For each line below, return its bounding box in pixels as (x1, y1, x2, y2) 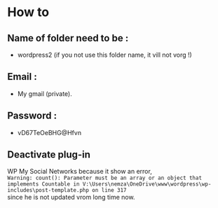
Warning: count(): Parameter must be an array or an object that (7, 174, 202, 182)
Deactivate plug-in (7, 148, 91, 161)
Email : (7, 71, 37, 83)
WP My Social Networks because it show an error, (7, 167, 152, 176)
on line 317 (92, 187, 128, 194)
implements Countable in (7, 181, 80, 188)
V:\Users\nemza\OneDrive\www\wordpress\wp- (82, 181, 212, 188)
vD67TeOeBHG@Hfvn (17, 128, 82, 137)
